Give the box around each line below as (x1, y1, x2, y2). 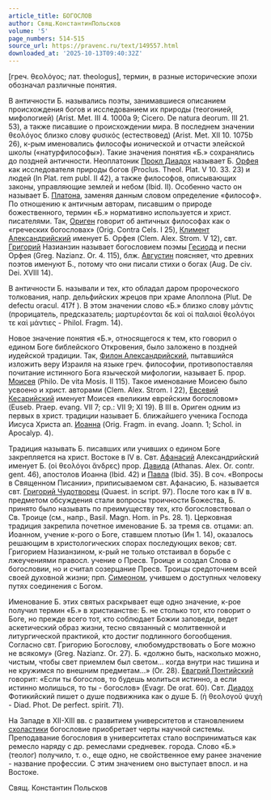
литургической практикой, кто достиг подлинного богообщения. (8, 632, 232, 641)
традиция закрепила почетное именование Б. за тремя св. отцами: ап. (8, 521, 254, 531)
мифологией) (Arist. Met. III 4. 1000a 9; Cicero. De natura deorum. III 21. (8, 113, 249, 122)
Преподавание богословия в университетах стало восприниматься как (8, 733, 257, 743)
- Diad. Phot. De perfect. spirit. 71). (8, 701, 124, 709)
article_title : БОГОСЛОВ (8, 11, 92, 20)
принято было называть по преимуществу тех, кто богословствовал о (8, 504, 252, 514)
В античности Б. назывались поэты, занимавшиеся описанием (8, 96, 227, 105)
